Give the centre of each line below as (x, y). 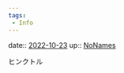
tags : (17, 15)
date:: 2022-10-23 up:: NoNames (62, 45)
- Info (23, 23)
